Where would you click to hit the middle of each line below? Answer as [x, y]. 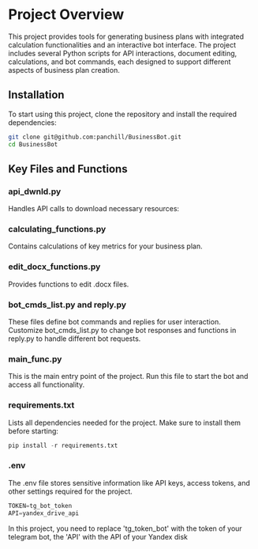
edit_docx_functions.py [54, 267]
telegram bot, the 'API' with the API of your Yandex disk [98, 536]
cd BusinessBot [33, 144]
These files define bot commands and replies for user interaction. [114, 322]
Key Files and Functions [68, 169]
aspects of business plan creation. [64, 70]
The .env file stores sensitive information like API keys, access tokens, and [129, 483]
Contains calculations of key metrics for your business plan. [105, 246]
